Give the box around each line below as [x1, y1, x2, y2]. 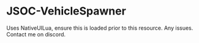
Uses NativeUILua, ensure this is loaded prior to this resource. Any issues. [6, 24, 193, 31]
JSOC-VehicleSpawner [6, 4, 127, 18]
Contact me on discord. [6, 30, 66, 38]
